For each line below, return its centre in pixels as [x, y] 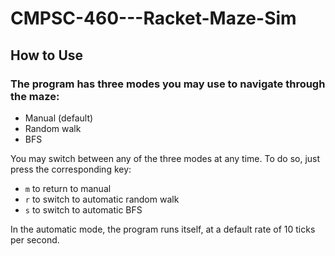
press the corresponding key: [71, 169]
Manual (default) [59, 118]
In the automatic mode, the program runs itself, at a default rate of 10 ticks [163, 229]
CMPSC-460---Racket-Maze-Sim [153, 18]
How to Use [47, 55]
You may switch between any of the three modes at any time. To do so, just [165, 158]
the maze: [35, 96]
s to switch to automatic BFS [83, 209]
